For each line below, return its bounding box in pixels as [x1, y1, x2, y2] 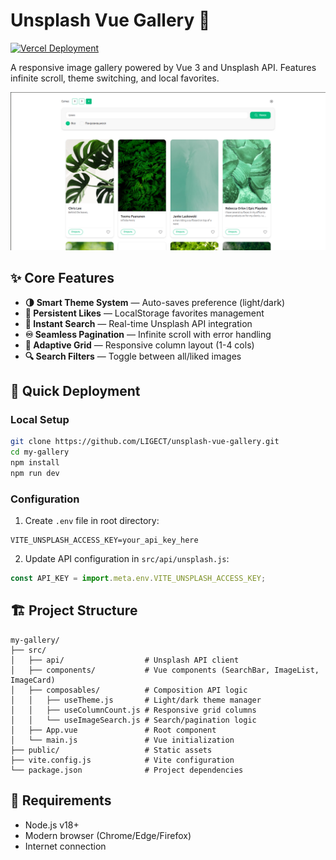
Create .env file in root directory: [24, 515, 160, 527]
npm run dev [10, 469, 60, 479]
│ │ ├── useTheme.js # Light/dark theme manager [10, 695, 262, 705]
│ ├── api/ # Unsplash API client [10, 655, 240, 665]
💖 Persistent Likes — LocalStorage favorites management [24, 307, 265, 319]
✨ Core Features [10, 270, 115, 287]
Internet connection [24, 840, 107, 852]
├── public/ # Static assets [10, 745, 213, 755]
